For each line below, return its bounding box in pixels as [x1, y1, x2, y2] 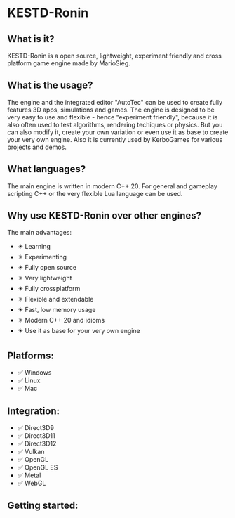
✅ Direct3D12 [17, 439, 57, 448]
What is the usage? [7, 79, 93, 91]
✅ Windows [17, 368, 52, 377]
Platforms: [7, 349, 54, 361]
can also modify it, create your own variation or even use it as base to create [7, 128, 229, 136]
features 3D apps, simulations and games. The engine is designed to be [7, 105, 215, 114]
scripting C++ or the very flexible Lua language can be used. [7, 189, 183, 198]
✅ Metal [17, 471, 41, 479]
